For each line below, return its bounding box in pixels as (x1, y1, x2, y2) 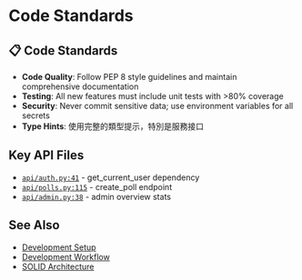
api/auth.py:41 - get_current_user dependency (21, 172, 200, 183)
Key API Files (8, 147, 85, 164)
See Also (8, 217, 60, 233)
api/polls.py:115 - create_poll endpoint (21, 181, 173, 192)
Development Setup (21, 242, 96, 253)
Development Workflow (21, 251, 110, 262)
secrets (21, 110, 51, 121)
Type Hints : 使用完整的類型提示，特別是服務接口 (21, 121, 204, 132)
